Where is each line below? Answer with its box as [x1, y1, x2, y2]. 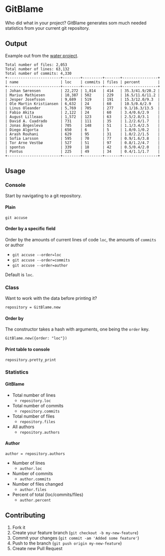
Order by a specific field [5, 225, 56, 231]
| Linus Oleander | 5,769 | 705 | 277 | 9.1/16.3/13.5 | [5, 106, 161, 111]
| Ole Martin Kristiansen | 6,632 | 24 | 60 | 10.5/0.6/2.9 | [5, 101, 161, 106]
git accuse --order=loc [12, 252, 62, 257]
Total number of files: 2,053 [5, 62, 68, 67]
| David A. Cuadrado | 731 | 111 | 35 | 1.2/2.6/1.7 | [5, 118, 161, 123]
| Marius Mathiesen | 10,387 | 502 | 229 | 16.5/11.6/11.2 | [5, 93, 161, 98]
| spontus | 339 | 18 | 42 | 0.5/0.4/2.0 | [5, 145, 161, 150]
